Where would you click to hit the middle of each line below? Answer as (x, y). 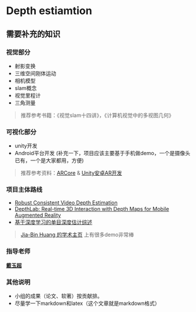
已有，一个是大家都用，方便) (49, 160)
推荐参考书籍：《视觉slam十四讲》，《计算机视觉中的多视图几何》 (97, 115)
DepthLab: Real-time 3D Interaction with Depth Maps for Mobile (92, 209)
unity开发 (26, 146)
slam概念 (26, 88)
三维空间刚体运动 (35, 73)
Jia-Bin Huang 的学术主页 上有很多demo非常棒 (77, 235)
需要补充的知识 (33, 34)
